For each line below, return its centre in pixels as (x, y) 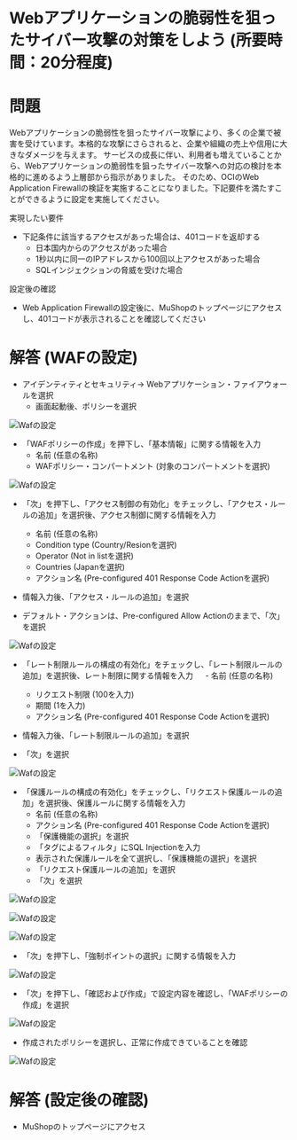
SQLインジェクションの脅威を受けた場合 (109, 270)
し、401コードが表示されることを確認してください (114, 319)
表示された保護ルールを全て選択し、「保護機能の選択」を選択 (146, 859)
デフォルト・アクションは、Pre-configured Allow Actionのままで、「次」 (153, 616)
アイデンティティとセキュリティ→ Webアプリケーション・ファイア (143, 384)
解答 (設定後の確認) (79, 1101)
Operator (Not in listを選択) (85, 556)
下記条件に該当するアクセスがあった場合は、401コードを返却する (141, 237)
